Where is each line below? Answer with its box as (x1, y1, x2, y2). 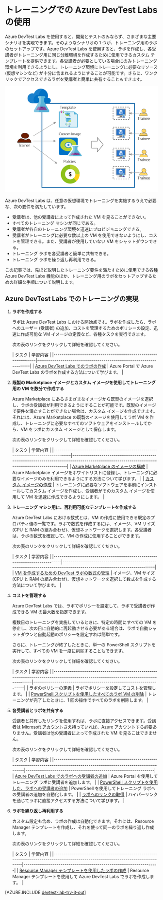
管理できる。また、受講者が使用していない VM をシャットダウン (20, 238, 149, 244)
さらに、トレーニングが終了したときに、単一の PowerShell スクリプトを (12, 642, 156, 647)
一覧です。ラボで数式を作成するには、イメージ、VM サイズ (37, 520, 155, 526)
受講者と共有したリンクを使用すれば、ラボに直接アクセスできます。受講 (12, 717, 156, 723)
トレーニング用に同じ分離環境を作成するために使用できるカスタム (17, 52, 149, 57)
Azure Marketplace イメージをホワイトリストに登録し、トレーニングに (12, 469, 154, 475)
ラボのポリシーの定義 (29, 685, 72, 691)
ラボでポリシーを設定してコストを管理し (75, 685, 156, 691)
